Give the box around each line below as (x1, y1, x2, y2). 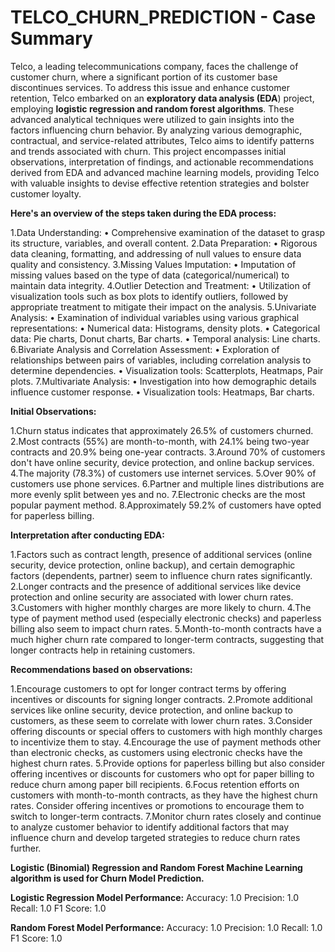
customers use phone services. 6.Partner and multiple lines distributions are (10, 477, 325, 490)
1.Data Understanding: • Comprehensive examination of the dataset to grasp (10, 226, 326, 238)
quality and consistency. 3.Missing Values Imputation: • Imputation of (10, 258, 297, 270)
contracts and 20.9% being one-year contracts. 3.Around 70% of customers (10, 446, 326, 458)
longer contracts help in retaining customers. (10, 644, 196, 656)
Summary (10, 27, 93, 50)
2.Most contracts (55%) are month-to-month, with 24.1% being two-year (10, 435, 310, 447)
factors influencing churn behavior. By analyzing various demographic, (10, 124, 303, 136)
